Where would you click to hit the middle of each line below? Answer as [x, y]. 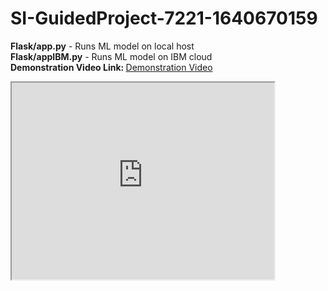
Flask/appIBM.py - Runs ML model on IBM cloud [111, 56]
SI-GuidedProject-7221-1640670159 [164, 18]
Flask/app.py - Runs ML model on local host [102, 46]
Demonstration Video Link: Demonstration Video [111, 67]
